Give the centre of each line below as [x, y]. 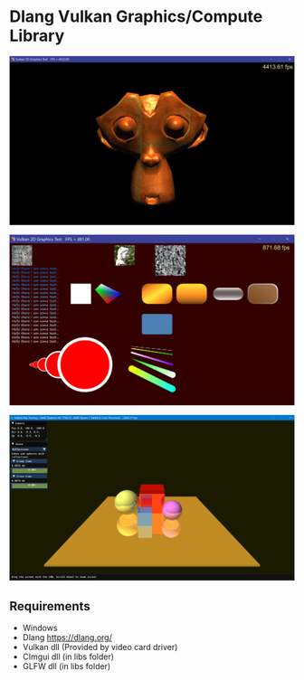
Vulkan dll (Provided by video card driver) [100, 647]
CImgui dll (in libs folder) [68, 656]
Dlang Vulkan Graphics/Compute [136, 17]
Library [37, 36]
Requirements [50, 606]
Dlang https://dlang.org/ [67, 637]
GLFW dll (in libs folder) [66, 666]
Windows [40, 628]
